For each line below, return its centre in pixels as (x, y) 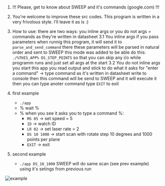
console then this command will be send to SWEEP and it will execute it (84, 78)
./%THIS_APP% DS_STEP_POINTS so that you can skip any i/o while (77, 58)
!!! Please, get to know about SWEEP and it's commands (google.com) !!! (86, 7)
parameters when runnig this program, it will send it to (67, 42)
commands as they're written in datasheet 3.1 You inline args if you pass (85, 37)
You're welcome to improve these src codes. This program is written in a (86, 16)
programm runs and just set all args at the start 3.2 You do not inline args (86, 63)
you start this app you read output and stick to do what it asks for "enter (85, 68)
